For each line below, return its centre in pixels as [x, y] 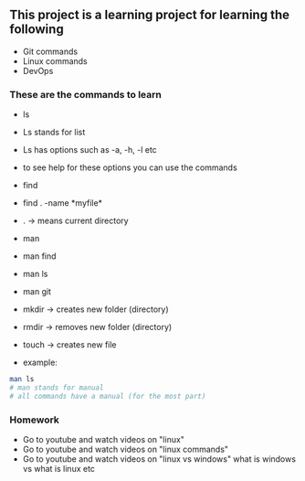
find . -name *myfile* [63, 203]
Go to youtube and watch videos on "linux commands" [126, 449]
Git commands [50, 51]
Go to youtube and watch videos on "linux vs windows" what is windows [159, 459]
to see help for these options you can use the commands [130, 167]
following [37, 30]
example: [40, 363]
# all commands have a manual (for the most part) [108, 396]
